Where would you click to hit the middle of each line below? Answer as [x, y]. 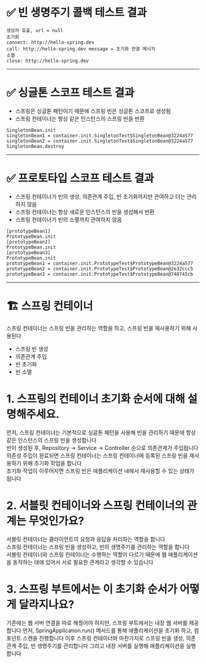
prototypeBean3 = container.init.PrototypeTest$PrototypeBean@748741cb [100, 274]
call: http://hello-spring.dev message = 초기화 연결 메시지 [81, 49]
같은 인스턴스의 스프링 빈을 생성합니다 [51, 440]
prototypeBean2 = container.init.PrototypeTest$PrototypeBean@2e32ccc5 [100, 269]
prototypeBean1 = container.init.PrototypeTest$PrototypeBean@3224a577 [100, 263]
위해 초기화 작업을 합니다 [52, 463]
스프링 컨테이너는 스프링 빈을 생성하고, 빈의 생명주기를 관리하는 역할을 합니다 [98, 546]
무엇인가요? [56, 521]
